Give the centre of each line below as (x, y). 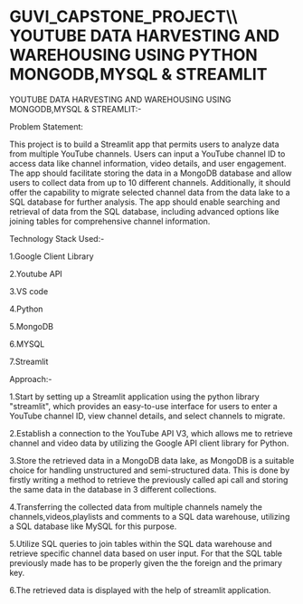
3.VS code (29, 291)
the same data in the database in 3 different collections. (113, 489)
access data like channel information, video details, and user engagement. (148, 163)
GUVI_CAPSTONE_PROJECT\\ (123, 17)
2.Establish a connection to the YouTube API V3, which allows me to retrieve (151, 433)
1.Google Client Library (52, 256)
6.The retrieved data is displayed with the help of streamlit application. (140, 590)
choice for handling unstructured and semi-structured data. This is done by (150, 470)
